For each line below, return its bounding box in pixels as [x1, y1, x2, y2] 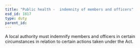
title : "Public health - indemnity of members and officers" [5, 7, 134, 12]
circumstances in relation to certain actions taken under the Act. [5, 39, 134, 45]
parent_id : [5, 20, 27, 25]
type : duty [5, 16, 27, 21]
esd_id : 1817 [5, 12, 32, 16]
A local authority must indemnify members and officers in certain [5, 34, 135, 39]
